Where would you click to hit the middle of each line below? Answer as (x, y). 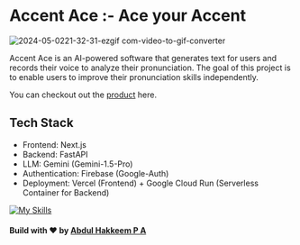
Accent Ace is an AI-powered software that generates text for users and (143, 58)
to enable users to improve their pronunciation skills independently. (134, 77)
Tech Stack (41, 123)
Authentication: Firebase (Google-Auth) (95, 173)
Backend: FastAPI (55, 154)
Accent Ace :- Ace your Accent (127, 16)
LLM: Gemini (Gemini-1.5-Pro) (77, 164)
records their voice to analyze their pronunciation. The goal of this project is (150, 68)
